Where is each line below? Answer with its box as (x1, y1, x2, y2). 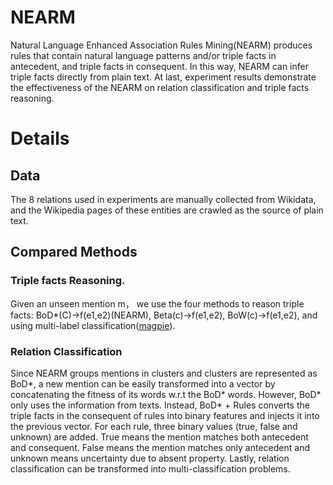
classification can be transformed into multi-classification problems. (10, 462, 291, 475)
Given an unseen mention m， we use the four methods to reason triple (10, 297, 305, 310)
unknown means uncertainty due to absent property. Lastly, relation (10, 452, 290, 464)
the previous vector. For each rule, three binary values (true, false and (10, 420, 298, 432)
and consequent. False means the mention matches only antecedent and (10, 441, 311, 453)
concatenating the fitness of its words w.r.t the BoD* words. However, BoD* (10, 388, 322, 400)
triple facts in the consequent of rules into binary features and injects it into (10, 409, 320, 421)
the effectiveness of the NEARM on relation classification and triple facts (10, 81, 310, 93)
